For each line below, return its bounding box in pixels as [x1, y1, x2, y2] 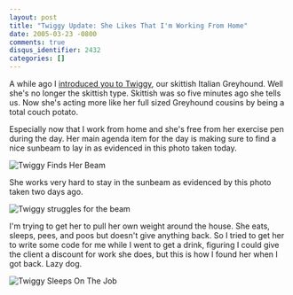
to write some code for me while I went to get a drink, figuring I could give [9, 240, 280, 250]
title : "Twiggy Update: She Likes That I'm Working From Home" [9, 21, 249, 30]
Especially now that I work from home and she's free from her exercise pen [9, 124, 284, 134]
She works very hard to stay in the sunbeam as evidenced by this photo [9, 177, 272, 187]
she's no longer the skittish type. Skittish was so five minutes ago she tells [9, 88, 281, 98]
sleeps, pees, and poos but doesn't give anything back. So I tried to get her [9, 230, 285, 240]
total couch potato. [9, 107, 78, 117]
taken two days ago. [9, 187, 83, 197]
